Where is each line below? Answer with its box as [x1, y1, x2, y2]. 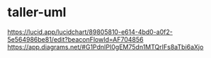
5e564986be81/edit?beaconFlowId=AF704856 [7, 35, 144, 43]
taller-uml [7, 4, 67, 21]
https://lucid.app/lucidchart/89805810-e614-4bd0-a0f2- [7, 28, 173, 36]
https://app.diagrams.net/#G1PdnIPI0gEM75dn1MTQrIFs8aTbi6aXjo [7, 42, 204, 51]
